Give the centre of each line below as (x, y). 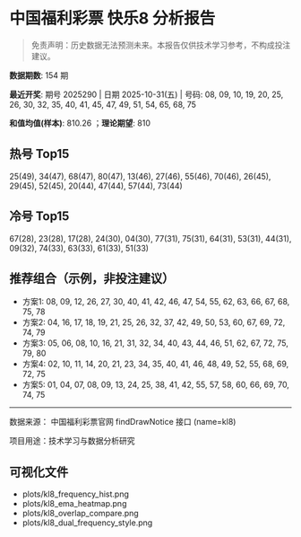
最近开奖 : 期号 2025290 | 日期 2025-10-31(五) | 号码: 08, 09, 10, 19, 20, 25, (146, 94)
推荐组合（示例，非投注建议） (92, 278)
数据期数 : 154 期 (39, 75)
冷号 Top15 (39, 216)
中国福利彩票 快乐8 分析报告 (112, 18)
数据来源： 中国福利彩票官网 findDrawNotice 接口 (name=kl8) (123, 422)
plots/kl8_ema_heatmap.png (74, 504)
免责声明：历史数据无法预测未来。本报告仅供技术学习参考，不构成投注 (161, 45)
